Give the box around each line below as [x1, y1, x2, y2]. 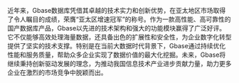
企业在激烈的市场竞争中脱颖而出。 [7, 68, 107, 77]
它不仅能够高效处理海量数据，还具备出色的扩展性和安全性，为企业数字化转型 [7, 33, 232, 41]
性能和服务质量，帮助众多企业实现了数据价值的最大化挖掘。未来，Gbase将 [7, 50, 226, 59]
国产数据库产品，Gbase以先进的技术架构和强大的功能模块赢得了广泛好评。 [7, 24, 226, 32]
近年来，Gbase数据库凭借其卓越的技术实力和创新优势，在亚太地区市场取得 [7, 6, 226, 14]
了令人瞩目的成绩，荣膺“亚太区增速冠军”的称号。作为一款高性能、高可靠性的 [7, 15, 231, 23]
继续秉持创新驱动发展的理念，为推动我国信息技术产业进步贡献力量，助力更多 [7, 60, 232, 67]
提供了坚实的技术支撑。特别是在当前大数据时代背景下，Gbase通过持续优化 [7, 42, 226, 50]
